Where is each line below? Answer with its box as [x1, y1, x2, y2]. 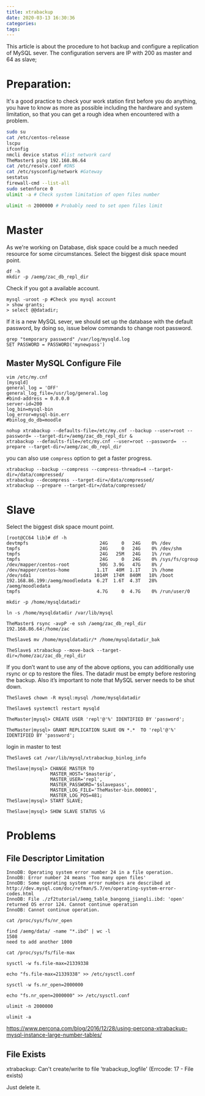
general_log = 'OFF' [6, 385, 59, 391]
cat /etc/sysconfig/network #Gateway [6, 169, 103, 175]
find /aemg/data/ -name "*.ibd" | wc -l [6, 928, 111, 934]
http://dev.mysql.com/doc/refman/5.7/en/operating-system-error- [6, 885, 176, 891]
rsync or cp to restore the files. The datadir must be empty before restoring [6, 670, 196, 677]
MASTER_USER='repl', [50, 776, 103, 783]
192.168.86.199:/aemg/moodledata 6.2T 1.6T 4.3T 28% [6, 578, 157, 584]
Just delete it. [6, 1084, 41, 1091]
